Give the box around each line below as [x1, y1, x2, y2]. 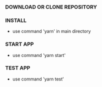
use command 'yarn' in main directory [12, 28, 91, 34]
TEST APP [5, 64, 30, 71]
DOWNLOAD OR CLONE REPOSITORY [5, 3, 97, 10]
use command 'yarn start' [12, 52, 66, 58]
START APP [5, 41, 34, 48]
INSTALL [5, 16, 26, 23]
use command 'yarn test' [12, 76, 64, 82]
